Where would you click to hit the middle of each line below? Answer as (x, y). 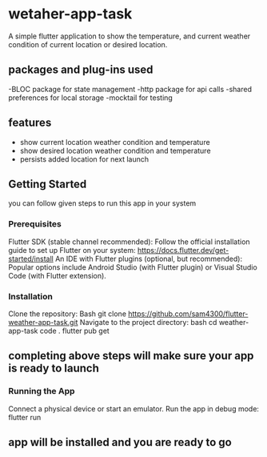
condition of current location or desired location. (88, 44)
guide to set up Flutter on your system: (72, 250)
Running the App (42, 391)
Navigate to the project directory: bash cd (148, 322)
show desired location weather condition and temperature (115, 150)
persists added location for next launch (84, 159)
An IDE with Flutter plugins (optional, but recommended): (148, 259)
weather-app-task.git (43, 322)
